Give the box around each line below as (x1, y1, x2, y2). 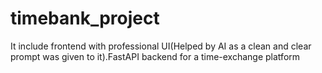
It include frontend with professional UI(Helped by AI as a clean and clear (10, 40, 312, 52)
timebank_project (10, 7, 160, 30)
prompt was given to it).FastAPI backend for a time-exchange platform (10, 50, 301, 62)
